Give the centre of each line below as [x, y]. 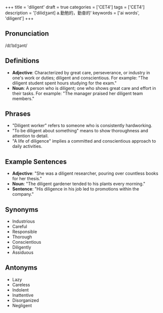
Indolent [20, 290]
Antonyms [21, 268]
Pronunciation [27, 34]
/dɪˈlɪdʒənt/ [16, 45]
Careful [20, 227]
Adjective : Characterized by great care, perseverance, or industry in [81, 72]
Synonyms [22, 209]
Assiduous [23, 252]
